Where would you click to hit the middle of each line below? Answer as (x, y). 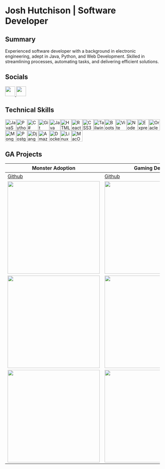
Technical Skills (30, 110)
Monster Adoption (54, 168)
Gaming (143, 168)
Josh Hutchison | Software (61, 11)
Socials (17, 77)
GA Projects (24, 155)
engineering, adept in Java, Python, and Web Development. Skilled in (75, 56)
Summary (20, 39)
